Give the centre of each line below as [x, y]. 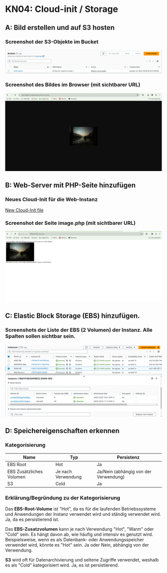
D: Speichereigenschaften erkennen [62, 431]
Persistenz [128, 457]
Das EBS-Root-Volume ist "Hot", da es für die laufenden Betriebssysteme [81, 509]
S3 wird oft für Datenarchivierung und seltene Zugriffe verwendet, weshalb [82, 560]
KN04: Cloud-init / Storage [62, 9]
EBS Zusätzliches [25, 472]
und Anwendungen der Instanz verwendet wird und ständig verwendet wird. [83, 514]
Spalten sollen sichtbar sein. [40, 336]
